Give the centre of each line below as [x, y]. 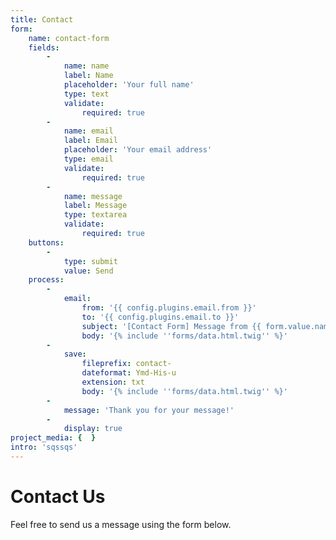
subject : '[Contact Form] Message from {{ [171, 326]
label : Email [90, 141]
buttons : [46, 242]
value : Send [88, 271]
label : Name [88, 76]
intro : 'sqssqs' [44, 447]
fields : [44, 47]
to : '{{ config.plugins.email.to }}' [160, 317]
